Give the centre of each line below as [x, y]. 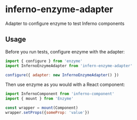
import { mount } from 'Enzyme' [39, 99]
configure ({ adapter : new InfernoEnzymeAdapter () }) [62, 75]
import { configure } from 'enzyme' [44, 61]
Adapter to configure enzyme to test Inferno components [65, 23]
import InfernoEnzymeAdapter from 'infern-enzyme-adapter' [69, 66]
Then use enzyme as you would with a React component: [65, 84]
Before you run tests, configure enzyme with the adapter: [65, 51]
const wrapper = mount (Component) [42, 108]
